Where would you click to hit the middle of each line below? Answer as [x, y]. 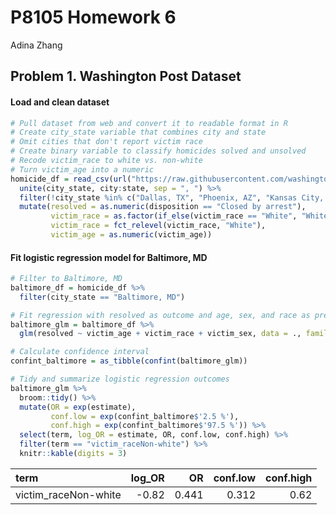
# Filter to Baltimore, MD [66, 279]
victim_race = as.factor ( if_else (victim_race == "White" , [174, 216]
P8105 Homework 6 [93, 17]
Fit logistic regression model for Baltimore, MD [109, 257]
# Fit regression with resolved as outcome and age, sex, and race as [160, 315]
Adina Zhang [36, 45]
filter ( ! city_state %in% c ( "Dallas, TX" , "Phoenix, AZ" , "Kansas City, [172, 197]
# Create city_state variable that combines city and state [138, 132]
